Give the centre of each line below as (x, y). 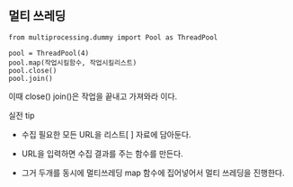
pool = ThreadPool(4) (49, 53)
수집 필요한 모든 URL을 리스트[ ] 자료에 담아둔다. (106, 134)
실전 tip (22, 115)
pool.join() (31, 78)
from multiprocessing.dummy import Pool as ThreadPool (113, 37)
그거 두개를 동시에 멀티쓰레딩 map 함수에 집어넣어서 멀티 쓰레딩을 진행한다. (153, 173)
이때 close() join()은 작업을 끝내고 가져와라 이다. (93, 96)
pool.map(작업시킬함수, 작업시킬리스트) (73, 62)
